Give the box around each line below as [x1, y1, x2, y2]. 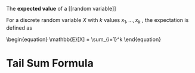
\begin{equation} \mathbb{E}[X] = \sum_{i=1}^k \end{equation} [6, 36, 161, 43]
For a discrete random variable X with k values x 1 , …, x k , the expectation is [6, 17, 189, 25]
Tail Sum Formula [6, 56, 94, 70]
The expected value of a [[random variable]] [6, 5, 116, 12]
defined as [6, 24, 33, 31]
